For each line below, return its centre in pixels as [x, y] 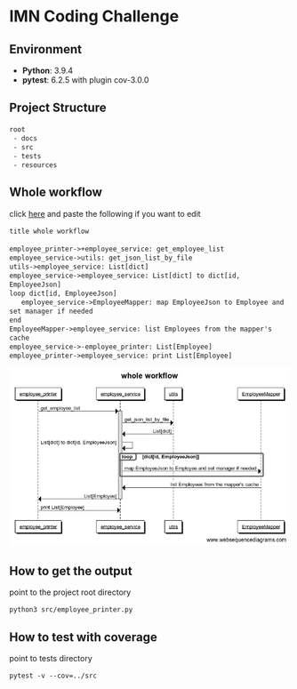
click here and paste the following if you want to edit [105, 213]
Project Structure [58, 108]
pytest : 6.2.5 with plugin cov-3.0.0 [85, 80]
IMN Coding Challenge [94, 16]
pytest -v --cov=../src [53, 676]
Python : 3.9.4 [48, 70]
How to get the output [71, 571]
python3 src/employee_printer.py [71, 610]
